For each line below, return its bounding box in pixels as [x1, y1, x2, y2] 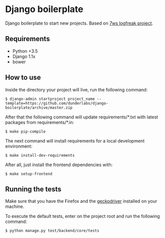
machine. [5, 203, 24, 209]
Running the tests [5, 185, 61, 193]
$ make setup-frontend [5, 171, 52, 176]
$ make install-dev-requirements [5, 153, 75, 158]
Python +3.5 [12, 48, 38, 54]
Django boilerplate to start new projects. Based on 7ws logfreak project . [5, 20, 153, 26]
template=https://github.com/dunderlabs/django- [5, 100, 108, 106]
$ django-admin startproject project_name [5, 96, 95, 101]
